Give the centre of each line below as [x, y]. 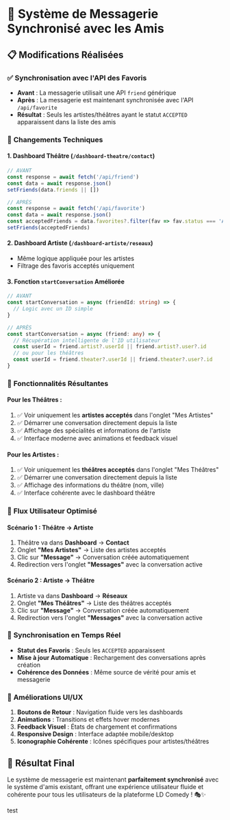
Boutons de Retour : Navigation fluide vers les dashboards [100, 712]
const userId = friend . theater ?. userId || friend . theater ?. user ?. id [113, 360]
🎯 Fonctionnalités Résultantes [58, 383]
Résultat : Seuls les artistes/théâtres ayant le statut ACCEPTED [102, 114]
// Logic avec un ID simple [53, 309]
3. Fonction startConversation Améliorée [66, 282]
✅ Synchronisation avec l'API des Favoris [77, 78]
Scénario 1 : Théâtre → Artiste [50, 527]
